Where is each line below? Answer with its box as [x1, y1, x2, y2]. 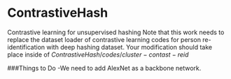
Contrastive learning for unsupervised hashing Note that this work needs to [7, 28, 225, 36]
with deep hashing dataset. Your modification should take [46, 43, 212, 51]
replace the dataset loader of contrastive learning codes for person [7, 35, 202, 43]
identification [7, 43, 45, 51]
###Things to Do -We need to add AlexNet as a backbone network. [7, 64, 202, 72]
